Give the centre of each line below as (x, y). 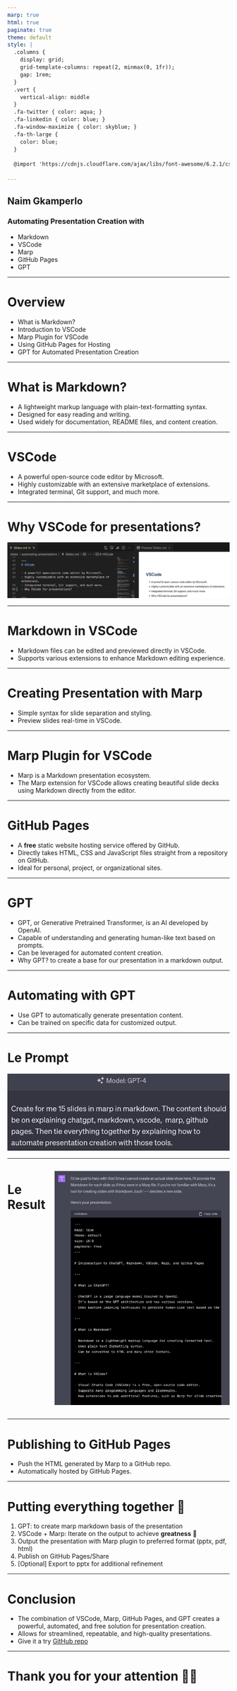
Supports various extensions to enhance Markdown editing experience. (121, 658)
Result (26, 1205)
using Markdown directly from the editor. (77, 790)
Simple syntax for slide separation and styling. (85, 713)
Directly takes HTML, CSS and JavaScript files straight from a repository (122, 852)
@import (25, 164)
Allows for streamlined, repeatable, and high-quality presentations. (115, 1634)
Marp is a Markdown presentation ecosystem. (84, 775)
